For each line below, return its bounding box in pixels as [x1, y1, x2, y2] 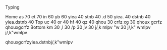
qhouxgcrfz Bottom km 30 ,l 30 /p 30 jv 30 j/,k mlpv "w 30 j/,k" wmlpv [5, 24, 151, 30]
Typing [5, 4, 20, 10]
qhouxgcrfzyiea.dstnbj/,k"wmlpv [5, 39, 73, 45]
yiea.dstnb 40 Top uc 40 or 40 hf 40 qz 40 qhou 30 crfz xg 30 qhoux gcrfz [5, 19, 162, 25]
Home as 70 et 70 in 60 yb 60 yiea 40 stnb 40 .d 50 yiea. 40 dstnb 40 [5, 14, 151, 19]
